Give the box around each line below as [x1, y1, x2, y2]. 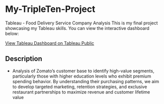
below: [5, 30, 19, 36]
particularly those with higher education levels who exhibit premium [12, 73, 152, 79]
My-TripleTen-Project [5, 3, 95, 15]
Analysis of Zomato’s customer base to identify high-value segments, [12, 68, 155, 74]
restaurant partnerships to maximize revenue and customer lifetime [12, 89, 150, 95]
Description [5, 55, 42, 63]
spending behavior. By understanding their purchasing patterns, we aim [12, 78, 160, 84]
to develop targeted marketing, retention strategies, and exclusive [12, 84, 148, 90]
